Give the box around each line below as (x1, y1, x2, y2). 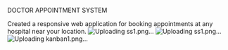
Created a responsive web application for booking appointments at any (7, 20, 213, 27)
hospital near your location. (7, 27, 87, 35)
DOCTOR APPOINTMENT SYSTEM (7, 6, 108, 14)
